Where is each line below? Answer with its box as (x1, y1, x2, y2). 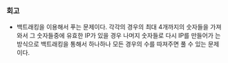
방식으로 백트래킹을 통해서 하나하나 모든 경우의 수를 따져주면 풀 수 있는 (16, 40, 207, 49)
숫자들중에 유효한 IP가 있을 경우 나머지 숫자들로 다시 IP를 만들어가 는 (37, 32, 221, 40)
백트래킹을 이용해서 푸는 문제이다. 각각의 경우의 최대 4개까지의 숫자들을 (16, 23, 209, 32)
